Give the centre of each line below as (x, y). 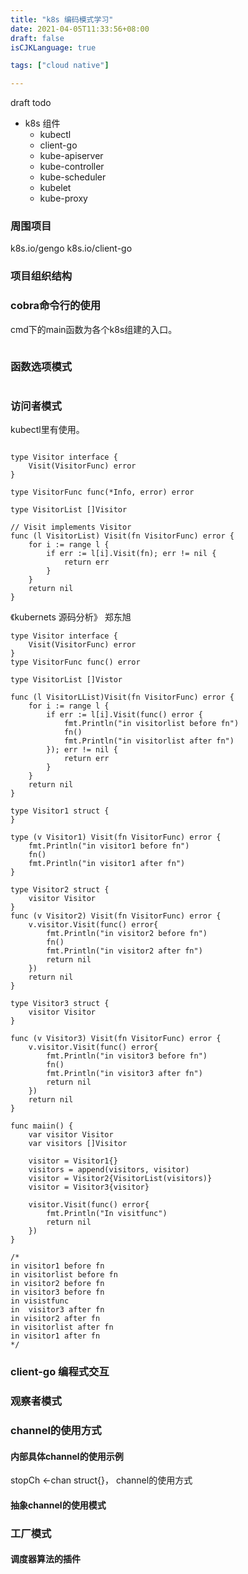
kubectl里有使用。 (47, 430)
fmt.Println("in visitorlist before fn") (151, 724)
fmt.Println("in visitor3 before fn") (127, 1056)
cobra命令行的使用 (56, 306)
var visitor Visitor (71, 1135)
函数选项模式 (41, 366)
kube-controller (72, 167)
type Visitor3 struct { (60, 1004)
